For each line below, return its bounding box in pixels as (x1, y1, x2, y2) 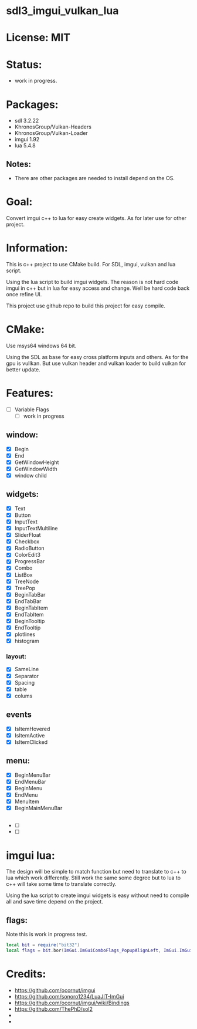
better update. (6, 365, 41, 373)
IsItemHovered (14, 725, 50, 732)
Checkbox (14, 538, 40, 545)
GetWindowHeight (14, 459, 59, 466)
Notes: (6, 159, 31, 169)
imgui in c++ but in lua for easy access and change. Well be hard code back (6, 285, 190, 292)
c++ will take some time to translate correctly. (6, 881, 117, 888)
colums (14, 692, 33, 699)
